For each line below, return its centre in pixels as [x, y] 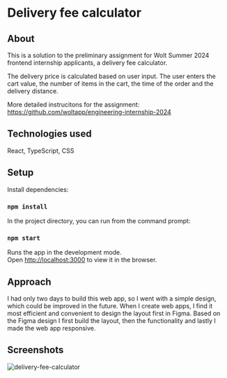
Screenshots [36, 350]
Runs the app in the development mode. [64, 252]
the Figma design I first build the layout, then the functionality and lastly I [111, 321]
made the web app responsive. [52, 328]
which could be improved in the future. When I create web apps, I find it [110, 306]
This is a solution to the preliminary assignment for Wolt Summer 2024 [108, 55]
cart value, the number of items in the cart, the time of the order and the [110, 84]
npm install [28, 206]
